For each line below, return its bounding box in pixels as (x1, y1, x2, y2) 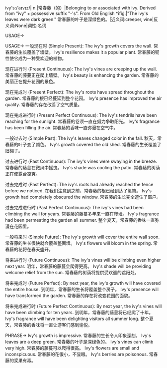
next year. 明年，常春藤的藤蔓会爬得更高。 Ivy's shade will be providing (5, 263, 152, 269)
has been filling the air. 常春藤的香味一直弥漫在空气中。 (5, 125, 118, 130)
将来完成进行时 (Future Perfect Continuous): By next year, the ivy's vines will (5, 303, 162, 309)
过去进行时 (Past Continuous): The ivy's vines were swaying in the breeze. (5, 158, 158, 164)
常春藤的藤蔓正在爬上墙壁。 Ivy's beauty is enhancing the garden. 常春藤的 (5, 72, 159, 78)
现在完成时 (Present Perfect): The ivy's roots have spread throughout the (5, 89, 155, 95)
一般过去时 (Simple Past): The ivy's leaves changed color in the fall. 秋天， (5, 135, 158, 141)
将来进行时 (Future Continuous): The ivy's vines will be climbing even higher (5, 257, 161, 263)
